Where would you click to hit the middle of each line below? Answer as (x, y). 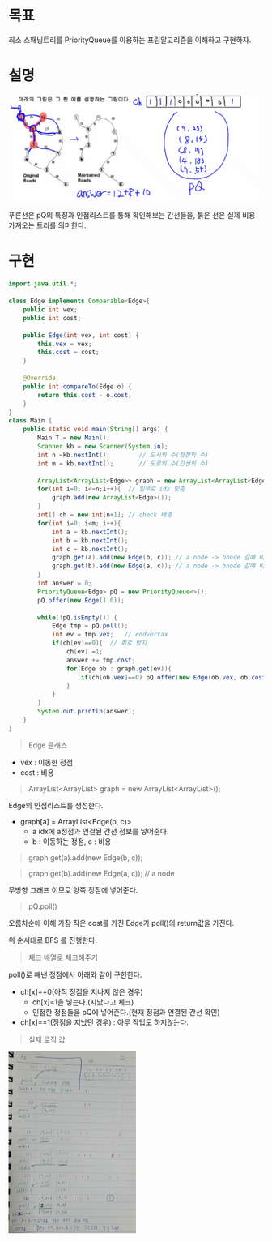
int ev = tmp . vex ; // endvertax (110, 635)
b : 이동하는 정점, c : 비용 (72, 841)
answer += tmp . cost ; (101, 660)
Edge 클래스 (48, 745)
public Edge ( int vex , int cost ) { (81, 335)
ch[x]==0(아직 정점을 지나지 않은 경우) (81, 991)
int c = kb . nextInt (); (90, 549)
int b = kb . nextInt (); (90, 540)
